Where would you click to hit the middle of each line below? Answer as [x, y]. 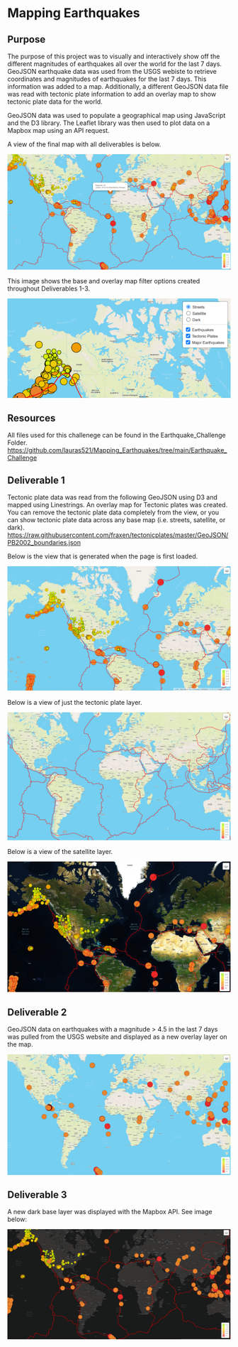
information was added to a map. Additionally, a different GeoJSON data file [118, 86]
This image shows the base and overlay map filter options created [104, 281]
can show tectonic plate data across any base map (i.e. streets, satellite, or [117, 519]
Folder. [17, 443]
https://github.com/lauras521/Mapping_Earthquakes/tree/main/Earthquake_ [117, 450]
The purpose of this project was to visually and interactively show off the [114, 56]
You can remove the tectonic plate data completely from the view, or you [113, 512]
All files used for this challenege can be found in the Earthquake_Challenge [117, 436]
